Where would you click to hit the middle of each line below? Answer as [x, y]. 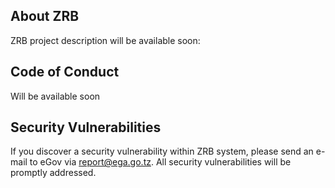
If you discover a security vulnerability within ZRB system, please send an [162, 151]
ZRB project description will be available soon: [105, 40]
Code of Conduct [65, 72]
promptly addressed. [53, 173]
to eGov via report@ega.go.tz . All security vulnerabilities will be [160, 162]
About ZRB [45, 16]
